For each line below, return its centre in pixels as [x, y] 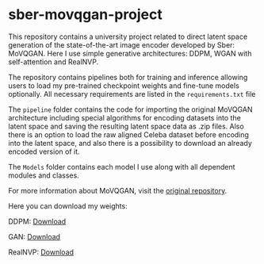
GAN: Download [34, 236]
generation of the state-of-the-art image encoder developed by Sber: [122, 44]
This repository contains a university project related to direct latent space [128, 36]
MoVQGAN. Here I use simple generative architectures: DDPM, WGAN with [130, 53]
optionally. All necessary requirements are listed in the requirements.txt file [132, 94]
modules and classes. [44, 175]
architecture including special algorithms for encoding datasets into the [125, 117]
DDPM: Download [37, 221]
